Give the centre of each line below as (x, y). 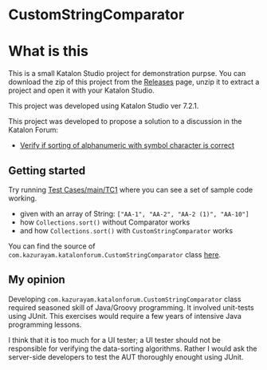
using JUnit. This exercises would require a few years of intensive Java (125, 316)
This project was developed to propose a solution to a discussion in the (125, 121)
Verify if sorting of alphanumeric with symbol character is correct (127, 145)
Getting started (47, 171)
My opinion (37, 280)
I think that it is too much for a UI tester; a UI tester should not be (114, 340)
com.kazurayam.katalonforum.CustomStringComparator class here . (115, 254)
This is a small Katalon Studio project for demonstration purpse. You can (127, 74)
